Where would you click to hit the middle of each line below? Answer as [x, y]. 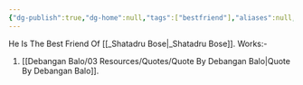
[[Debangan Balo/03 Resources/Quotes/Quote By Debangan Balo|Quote [156, 61]
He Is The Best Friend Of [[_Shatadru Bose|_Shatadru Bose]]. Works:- [138, 43]
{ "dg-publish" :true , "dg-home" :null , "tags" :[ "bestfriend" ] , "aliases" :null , [152, 18]
